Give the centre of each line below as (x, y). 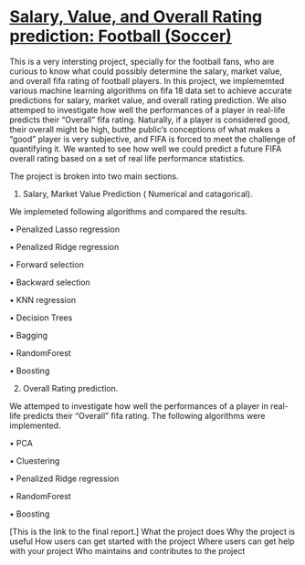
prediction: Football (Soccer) (121, 36)
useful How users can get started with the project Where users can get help (152, 541)
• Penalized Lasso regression (65, 229)
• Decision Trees (41, 318)
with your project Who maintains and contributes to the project (127, 550)
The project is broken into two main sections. (95, 176)
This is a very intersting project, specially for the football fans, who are (142, 61)
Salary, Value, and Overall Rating (136, 17)
